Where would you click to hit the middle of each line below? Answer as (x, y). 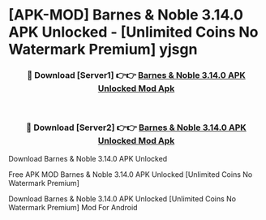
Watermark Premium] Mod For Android (73, 207)
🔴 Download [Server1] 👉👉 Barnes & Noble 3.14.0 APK (136, 75)
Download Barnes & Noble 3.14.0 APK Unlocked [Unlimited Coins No (122, 198)
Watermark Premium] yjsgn (103, 50)
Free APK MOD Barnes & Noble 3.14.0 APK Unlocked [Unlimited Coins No (131, 174)
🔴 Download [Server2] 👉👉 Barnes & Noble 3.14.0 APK (136, 127)
